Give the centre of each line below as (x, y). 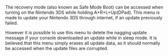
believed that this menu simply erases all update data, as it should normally (83, 43)
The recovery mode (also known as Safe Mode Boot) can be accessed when (84, 7)
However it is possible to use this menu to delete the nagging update (76, 32)
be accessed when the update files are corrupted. (57, 48)
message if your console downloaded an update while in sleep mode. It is (81, 38)
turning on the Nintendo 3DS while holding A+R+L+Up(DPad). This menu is (82, 12)
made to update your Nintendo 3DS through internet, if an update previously (84, 18)
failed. (12, 23)
